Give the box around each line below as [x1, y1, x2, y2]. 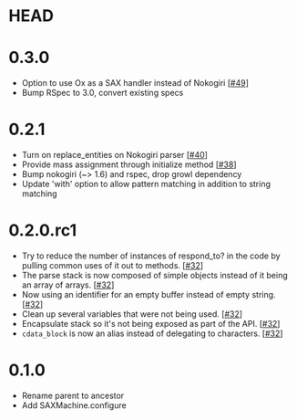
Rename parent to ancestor [21, 390, 125, 401]
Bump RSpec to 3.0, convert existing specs [21, 88, 184, 99]
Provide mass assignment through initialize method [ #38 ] [21, 159, 238, 170]
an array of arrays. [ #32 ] [21, 279, 115, 290]
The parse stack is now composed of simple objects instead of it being [21, 270, 288, 280]
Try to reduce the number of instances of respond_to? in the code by [21, 250, 281, 261]
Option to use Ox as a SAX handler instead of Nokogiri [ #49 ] [21, 78, 250, 89]
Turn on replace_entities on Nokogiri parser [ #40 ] [21, 150, 209, 161]
